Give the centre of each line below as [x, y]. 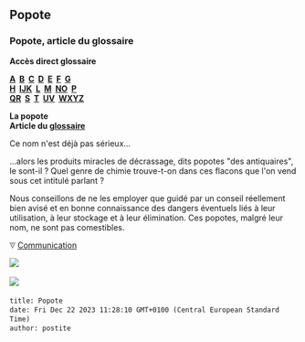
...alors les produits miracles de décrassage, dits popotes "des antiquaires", [152, 161]
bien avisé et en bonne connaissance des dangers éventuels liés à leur [142, 208]
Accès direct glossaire [53, 61]
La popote [29, 116]
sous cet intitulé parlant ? [57, 180]
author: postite [40, 328]
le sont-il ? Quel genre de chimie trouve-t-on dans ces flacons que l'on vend [153, 171]
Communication [47, 245]
